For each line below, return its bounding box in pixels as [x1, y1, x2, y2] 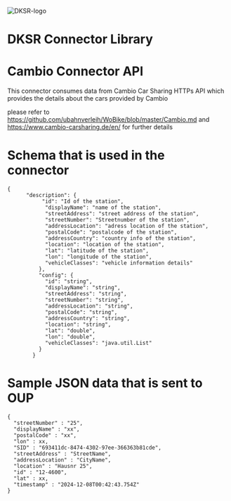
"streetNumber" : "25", [13, 419, 83, 426]
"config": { [38, 272, 74, 279]
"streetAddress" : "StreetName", [13, 450, 112, 457]
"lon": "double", [44, 334, 96, 341]
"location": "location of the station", [44, 241, 165, 248]
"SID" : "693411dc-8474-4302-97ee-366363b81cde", [13, 444, 161, 451]
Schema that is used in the [7, 148, 165, 163]
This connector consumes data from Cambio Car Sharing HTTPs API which [7, 87, 225, 95]
